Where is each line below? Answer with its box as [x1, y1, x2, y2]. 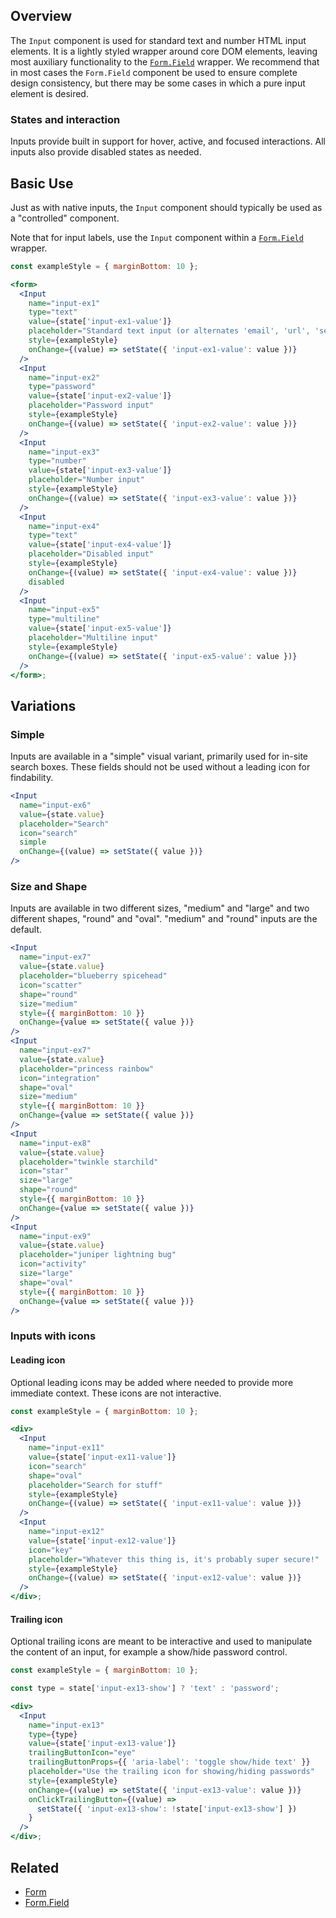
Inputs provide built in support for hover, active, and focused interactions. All [10, 135, 326, 148]
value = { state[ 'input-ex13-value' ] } [28, 1739, 177, 1749]
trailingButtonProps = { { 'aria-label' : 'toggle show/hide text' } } [28, 1757, 311, 1768]
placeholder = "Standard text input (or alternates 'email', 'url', [28, 326, 311, 336]
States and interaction [10, 112, 121, 126]
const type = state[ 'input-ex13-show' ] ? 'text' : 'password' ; [10, 1684, 280, 1694]
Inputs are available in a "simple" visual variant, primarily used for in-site [10, 750, 309, 763]
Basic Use [10, 175, 74, 192]
